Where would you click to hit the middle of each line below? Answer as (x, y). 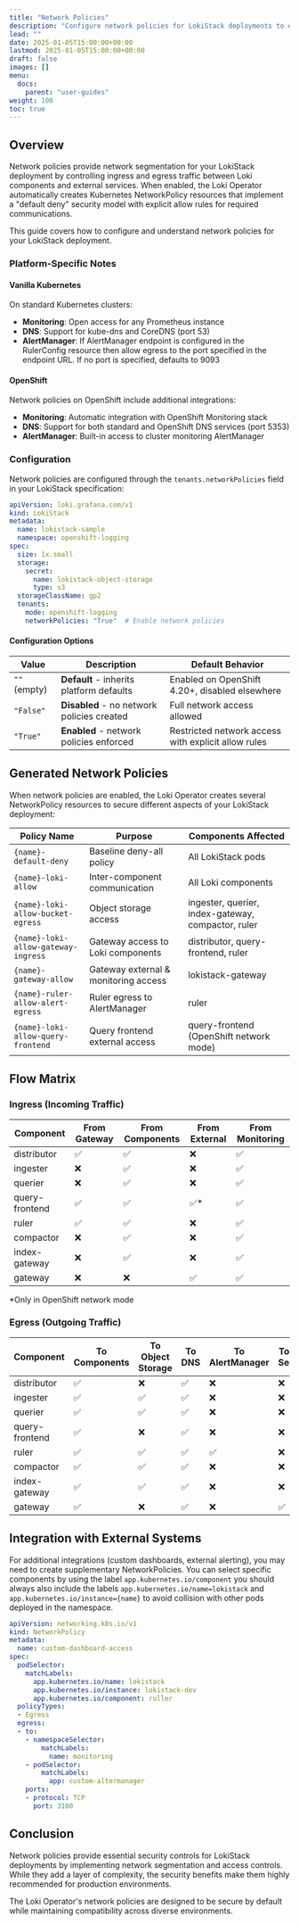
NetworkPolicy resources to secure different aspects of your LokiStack (139, 805)
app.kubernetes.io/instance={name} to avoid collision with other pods (137, 1598)
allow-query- (41, 1036)
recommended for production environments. (90, 1884)
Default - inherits (98, 680)
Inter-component (125, 877)
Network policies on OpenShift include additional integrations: (123, 400)
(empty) (31, 690)
